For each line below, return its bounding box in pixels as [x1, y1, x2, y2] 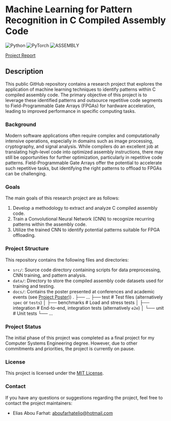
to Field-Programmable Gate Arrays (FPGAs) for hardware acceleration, [5, 103, 156, 109]
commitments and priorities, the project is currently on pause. [5, 345, 135, 352]
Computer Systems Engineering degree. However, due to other [5, 340, 138, 346]
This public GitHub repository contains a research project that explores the [5, 81, 162, 87]
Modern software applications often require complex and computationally [5, 132, 160, 139]
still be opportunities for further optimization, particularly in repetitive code [5, 154, 162, 161]
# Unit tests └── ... [12, 310, 53, 316]
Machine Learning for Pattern [5, 4, 133, 15]
